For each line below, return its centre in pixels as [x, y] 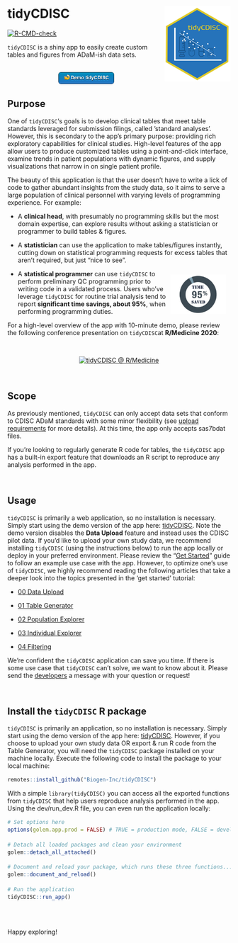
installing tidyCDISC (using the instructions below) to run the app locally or [115, 548]
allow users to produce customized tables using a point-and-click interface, [118, 151]
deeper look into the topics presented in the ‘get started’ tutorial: [101, 578]
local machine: [29, 766]
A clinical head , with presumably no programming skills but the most [118, 216]
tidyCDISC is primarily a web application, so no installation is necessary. [112, 518]
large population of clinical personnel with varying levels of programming [114, 195]
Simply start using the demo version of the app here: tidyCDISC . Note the [114, 525]
